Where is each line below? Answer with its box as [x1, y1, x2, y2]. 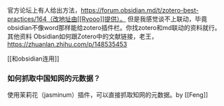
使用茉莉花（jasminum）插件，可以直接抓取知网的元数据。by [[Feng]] [7, 91, 209, 99]
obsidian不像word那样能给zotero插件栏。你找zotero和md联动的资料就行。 [7, 24, 221, 31]
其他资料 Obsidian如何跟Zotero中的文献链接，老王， [7, 32, 158, 40]
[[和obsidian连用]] [7, 54, 59, 63]
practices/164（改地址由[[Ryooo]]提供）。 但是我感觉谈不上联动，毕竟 [7, 15, 208, 23]
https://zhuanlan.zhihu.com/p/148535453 [7, 40, 127, 48]
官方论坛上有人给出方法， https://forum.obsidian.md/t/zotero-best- [7, 6, 199, 14]
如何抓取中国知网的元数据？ [7, 73, 101, 83]
